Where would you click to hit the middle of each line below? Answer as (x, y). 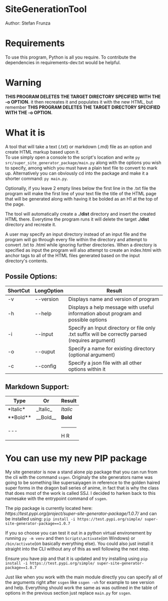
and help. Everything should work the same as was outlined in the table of (81, 588)
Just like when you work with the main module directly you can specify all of (84, 577)
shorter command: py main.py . (37, 178)
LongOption (49, 290)
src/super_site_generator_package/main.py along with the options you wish (83, 162)
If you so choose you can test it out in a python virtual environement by (78, 533)
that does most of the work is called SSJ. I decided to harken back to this (80, 493)
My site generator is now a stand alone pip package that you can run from (81, 472)
